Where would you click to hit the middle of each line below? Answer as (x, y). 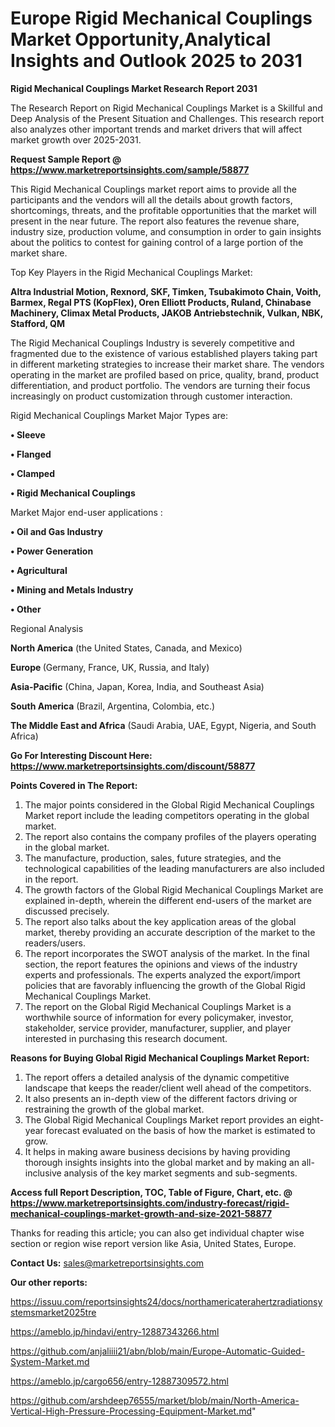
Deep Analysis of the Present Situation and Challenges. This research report (167, 118)
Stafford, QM (38, 323)
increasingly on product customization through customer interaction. (151, 396)
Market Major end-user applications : (86, 512)
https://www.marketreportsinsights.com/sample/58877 (130, 169)
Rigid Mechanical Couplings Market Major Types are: (119, 415)
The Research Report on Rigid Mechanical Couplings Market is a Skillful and (166, 108)
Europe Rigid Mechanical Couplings (161, 18)
